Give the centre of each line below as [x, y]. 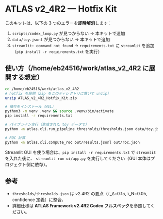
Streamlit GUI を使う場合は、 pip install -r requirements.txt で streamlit [81, 152]
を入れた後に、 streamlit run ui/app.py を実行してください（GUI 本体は [78, 158]
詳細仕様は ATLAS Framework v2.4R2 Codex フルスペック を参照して [81, 206]
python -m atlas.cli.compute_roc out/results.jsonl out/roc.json [72, 142]
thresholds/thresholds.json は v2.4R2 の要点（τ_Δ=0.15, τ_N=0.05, [80, 194]
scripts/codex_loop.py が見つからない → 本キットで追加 [68, 33]
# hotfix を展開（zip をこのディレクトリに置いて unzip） [58, 93]
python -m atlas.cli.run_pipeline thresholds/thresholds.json [69, 129]
